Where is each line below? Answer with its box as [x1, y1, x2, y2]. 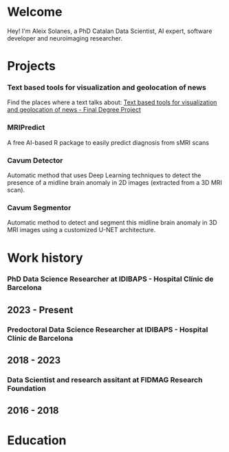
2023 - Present [7, 304, 74, 316]
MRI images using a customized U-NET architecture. [7, 226, 156, 234]
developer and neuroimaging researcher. [7, 34, 122, 42]
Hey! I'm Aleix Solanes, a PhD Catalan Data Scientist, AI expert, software [7, 27, 212, 35]
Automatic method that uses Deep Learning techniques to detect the [7, 171, 201, 179]
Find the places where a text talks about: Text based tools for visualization [7, 98, 217, 106]
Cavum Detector [7, 155, 63, 165]
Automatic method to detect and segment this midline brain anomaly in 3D [7, 218, 218, 227]
